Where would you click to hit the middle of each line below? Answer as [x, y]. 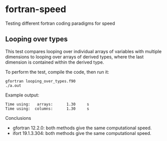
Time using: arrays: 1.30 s [47, 104]
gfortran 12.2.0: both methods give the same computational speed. [82, 128]
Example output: [22, 95]
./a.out [13, 85]
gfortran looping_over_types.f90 [40, 81]
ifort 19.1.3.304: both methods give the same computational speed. [82, 133]
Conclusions [18, 118]
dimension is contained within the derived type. [55, 62]
